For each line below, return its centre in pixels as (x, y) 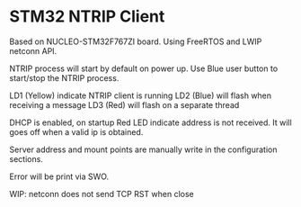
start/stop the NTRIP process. (64, 77)
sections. (26, 158)
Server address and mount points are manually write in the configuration (143, 149)
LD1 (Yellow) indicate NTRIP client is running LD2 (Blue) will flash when (141, 95)
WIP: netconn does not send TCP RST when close (102, 193)
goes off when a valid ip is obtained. (76, 131)
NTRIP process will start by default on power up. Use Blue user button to (144, 68)
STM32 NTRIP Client (87, 17)
